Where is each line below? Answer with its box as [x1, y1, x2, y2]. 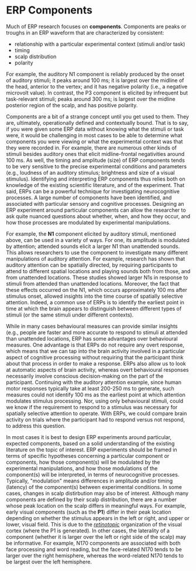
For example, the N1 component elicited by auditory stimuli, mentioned [6, 230, 176, 237]
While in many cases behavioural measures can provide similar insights [6, 322, 178, 329]
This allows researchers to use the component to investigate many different [6, 249, 188, 256]
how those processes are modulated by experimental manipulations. [6, 219, 171, 226]
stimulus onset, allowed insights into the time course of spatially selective [6, 293, 183, 300]
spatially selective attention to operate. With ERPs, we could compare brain [6, 410, 187, 417]
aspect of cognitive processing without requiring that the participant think [6, 354, 184, 361]
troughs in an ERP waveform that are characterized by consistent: [6, 29, 164, 36]
